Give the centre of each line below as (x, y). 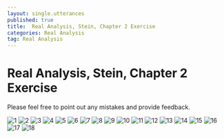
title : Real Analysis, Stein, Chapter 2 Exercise (81, 26)
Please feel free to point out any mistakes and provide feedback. (99, 107)
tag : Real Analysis (35, 39)
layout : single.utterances (46, 13)
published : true (30, 20)
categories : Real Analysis (46, 33)
